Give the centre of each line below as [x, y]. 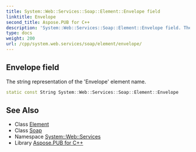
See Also [22, 110]
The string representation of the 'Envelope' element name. [76, 82]
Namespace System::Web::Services [57, 137]
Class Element [32, 124]
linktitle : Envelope [31, 17]
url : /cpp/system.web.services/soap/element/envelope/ [74, 44]
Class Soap [28, 130]
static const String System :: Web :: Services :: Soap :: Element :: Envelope [92, 92]
